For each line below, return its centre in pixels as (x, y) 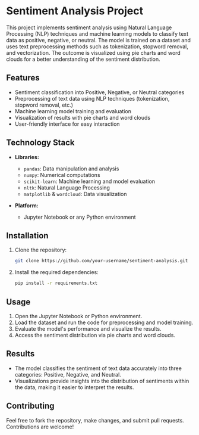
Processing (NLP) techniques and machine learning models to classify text (97, 33)
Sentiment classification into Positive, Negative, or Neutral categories (99, 92)
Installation (27, 236)
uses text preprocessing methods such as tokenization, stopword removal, (97, 46)
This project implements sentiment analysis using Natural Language (89, 27)
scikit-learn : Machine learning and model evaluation (89, 181)
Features (23, 78)
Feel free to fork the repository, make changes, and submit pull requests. (95, 420)
